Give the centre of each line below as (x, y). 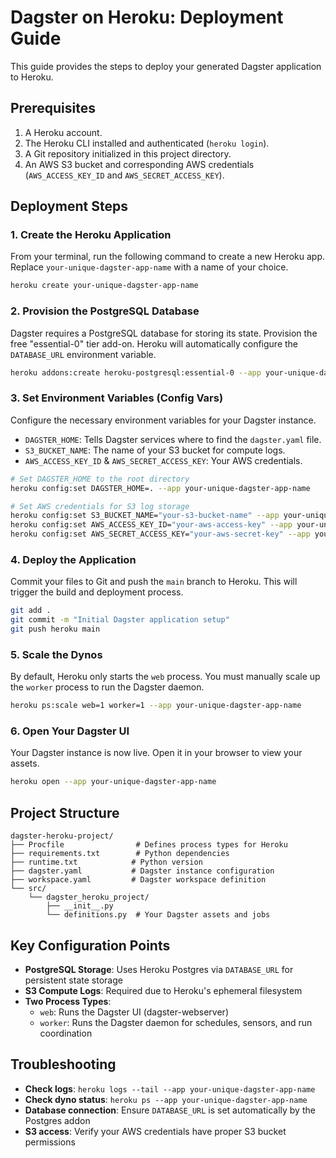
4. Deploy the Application (73, 559)
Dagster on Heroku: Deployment (147, 17)
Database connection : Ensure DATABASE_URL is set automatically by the (170, 1110)
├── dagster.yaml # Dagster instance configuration (142, 871)
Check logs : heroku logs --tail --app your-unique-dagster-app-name (170, 1088)
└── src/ (28, 889)
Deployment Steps (69, 206)
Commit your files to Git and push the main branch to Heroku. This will (154, 582)
